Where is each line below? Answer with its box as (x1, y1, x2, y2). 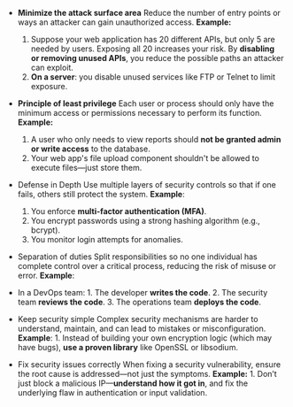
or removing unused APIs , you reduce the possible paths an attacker (30, 53, 284, 63)
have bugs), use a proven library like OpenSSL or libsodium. (17, 342, 239, 352)
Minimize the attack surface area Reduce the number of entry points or (17, 8, 281, 18)
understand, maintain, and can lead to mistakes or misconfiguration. (17, 323, 266, 334)
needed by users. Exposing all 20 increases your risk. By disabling (30, 43, 275, 54)
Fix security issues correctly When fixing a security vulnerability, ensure (17, 359, 281, 370)
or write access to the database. (30, 143, 150, 154)
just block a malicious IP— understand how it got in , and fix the (17, 378, 249, 388)
